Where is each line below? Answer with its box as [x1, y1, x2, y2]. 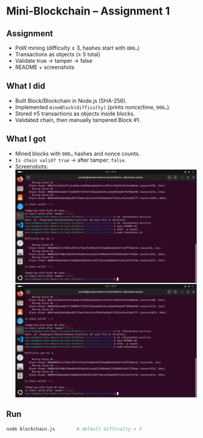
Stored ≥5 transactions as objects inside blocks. [14, 110, 135, 117]
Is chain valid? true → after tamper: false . [14, 156, 127, 164]
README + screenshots [14, 63, 75, 71]
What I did [6, 81, 45, 91]
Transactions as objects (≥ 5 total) [14, 51, 101, 58]
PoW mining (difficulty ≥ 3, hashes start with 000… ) [14, 44, 140, 51]
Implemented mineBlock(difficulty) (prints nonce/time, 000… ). [14, 103, 171, 111]
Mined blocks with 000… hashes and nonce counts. [14, 150, 141, 157]
